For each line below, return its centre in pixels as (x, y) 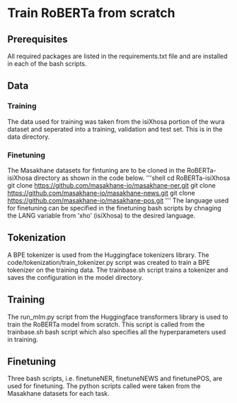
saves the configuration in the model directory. (75, 277)
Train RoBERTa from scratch (91, 13)
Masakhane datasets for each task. (58, 394)
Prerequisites (37, 39)
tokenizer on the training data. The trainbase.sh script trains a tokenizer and (118, 270)
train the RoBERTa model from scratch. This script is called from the (106, 324)
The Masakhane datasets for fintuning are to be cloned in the (96, 170)
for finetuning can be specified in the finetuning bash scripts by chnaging (114, 208)
